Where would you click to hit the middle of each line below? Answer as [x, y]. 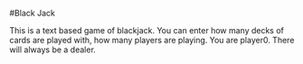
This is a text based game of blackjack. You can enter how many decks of [147, 30]
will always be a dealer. [53, 50]
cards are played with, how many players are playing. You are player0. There [152, 40]
